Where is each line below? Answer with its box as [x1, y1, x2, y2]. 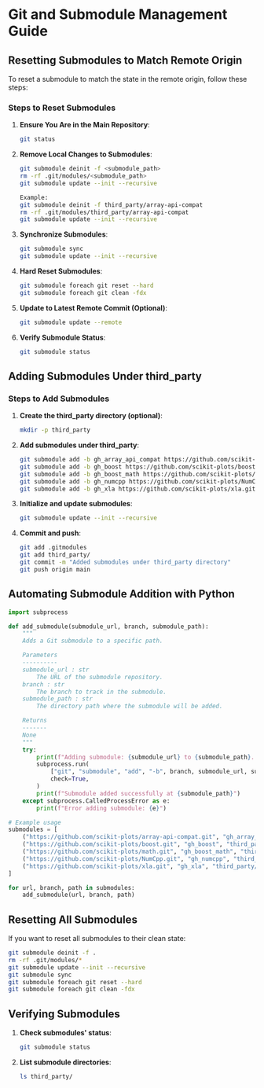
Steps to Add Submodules [8, 393, 110, 404]
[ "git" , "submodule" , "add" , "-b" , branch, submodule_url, [49, 768, 247, 776]
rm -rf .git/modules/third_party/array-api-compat [19, 208, 189, 216]
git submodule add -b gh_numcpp [19, 477, 126, 485]
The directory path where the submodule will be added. [36, 702, 223, 711]
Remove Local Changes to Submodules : [19, 149, 152, 159]
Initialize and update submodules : [19, 499, 133, 509]
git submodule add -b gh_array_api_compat [19, 456, 161, 464]
